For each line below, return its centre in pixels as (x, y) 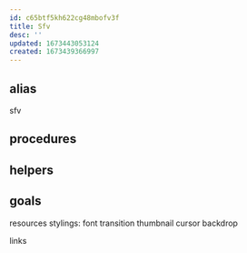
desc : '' (26, 35)
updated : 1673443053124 (54, 43)
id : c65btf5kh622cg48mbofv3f (64, 18)
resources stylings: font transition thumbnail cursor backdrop (124, 223)
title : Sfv (30, 26)
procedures (43, 139)
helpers (32, 170)
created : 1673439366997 (54, 52)
